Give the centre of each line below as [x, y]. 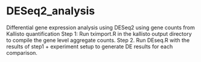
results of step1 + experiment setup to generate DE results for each [90, 46]
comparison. [22, 52]
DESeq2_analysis [51, 11]
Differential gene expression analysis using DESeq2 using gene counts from [101, 27]
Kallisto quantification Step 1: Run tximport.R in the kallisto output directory [99, 33]
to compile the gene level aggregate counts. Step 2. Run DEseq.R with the [98, 40]
